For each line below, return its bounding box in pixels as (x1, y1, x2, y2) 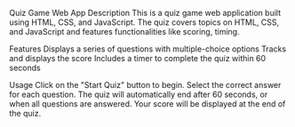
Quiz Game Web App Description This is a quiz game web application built (9, 8, 282, 18)
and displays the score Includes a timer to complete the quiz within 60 (9, 53, 267, 63)
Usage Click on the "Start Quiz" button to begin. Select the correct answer (9, 80, 282, 90)
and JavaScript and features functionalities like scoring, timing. (9, 27, 240, 36)
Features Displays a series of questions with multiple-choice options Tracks (9, 44, 287, 54)
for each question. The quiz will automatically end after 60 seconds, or (9, 89, 268, 99)
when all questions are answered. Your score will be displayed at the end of (9, 99, 286, 109)
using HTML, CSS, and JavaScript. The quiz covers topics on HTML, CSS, (9, 17, 280, 28)
